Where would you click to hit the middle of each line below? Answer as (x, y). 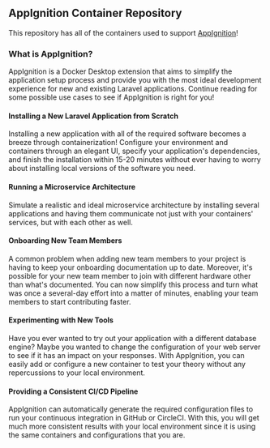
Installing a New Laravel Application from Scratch (93, 116)
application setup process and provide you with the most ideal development (135, 80)
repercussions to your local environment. (77, 373)
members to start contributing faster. (70, 301)
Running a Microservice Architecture (72, 186)
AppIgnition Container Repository (95, 13)
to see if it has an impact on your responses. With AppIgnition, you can (126, 355)
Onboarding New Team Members (65, 241)
